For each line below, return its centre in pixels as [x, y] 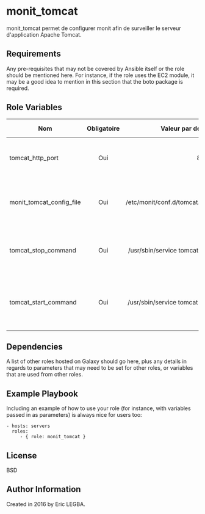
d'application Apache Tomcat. [44, 34]
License [22, 456]
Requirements [34, 54]
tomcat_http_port [34, 158]
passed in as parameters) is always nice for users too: [74, 415]
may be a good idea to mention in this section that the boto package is [95, 81]
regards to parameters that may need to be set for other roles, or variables [100, 368]
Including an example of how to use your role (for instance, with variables [99, 408]
